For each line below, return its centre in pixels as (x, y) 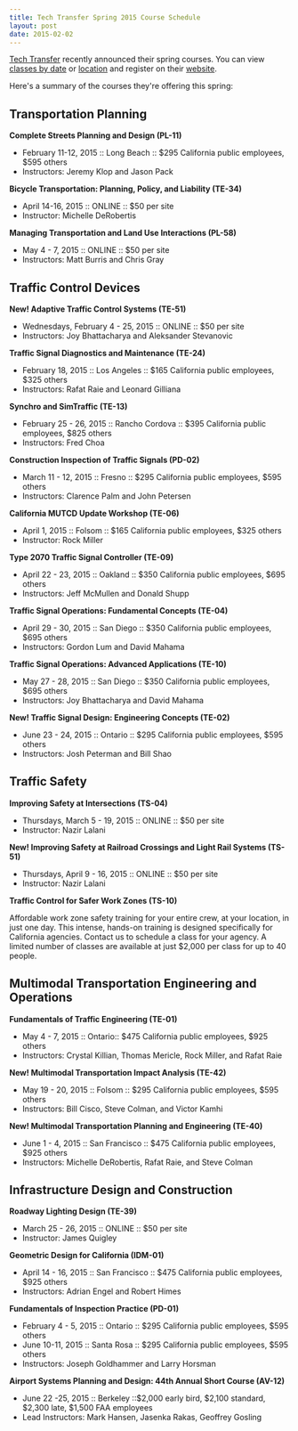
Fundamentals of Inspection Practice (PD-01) (94, 1309)
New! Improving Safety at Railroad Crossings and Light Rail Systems (138, 847)
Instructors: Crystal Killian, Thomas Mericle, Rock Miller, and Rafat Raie (152, 1055)
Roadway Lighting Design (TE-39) (73, 1211)
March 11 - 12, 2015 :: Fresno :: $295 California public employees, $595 (152, 477)
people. (23, 955)
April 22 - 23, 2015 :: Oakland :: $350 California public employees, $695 (154, 574)
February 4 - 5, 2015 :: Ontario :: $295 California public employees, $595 (155, 1326)
